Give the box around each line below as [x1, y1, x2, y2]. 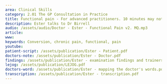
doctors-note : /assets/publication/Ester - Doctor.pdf [5, 53, 121, 58]
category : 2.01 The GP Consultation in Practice [5, 12, 108, 17]
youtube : [5, 44, 23, 49]
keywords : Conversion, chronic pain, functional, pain [5, 40, 121, 44]
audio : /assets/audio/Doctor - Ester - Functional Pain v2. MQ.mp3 [5, 26, 148, 31]
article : [5, 30, 23, 35]
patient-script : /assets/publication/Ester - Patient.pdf [5, 48, 128, 53]
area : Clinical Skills [5, 7, 52, 12]
